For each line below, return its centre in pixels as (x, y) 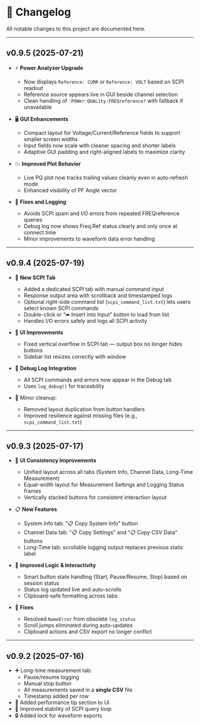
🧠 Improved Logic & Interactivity (55, 565)
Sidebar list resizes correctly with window (75, 356)
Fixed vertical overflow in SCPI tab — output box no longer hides (103, 344)
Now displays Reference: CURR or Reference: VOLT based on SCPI (104, 81)
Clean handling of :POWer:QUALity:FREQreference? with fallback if (103, 100)
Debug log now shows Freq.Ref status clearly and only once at (100, 226)
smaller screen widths (51, 139)
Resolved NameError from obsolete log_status (79, 619)
